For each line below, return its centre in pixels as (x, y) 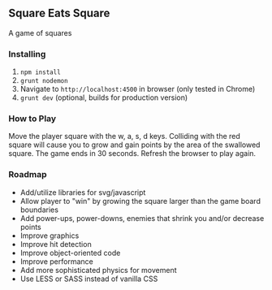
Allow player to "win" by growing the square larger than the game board (140, 201)
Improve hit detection (56, 244)
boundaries (39, 210)
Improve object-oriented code (70, 253)
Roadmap (28, 175)
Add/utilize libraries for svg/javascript (83, 192)
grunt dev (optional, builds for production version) (104, 97)
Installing (27, 54)
